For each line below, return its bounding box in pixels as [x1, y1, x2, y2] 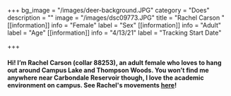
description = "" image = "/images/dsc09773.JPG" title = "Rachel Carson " [7, 13, 225, 22]
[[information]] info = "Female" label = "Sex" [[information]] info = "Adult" [7, 21, 221, 29]
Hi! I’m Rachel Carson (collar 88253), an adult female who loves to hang [7, 58, 222, 66]
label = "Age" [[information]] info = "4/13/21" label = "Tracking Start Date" [7, 28, 222, 37]
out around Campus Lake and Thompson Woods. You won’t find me [7, 66, 210, 74]
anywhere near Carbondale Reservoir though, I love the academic [7, 73, 204, 82]
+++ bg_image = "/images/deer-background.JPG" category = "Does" [7, 6, 210, 14]
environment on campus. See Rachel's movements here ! [7, 80, 177, 89]
